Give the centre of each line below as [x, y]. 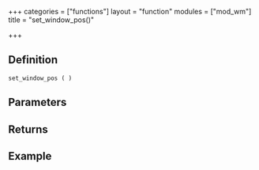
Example [30, 156]
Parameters [38, 102]
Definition [33, 60]
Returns [28, 129]
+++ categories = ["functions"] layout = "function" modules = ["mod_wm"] [130, 11]
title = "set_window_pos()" [51, 20]
